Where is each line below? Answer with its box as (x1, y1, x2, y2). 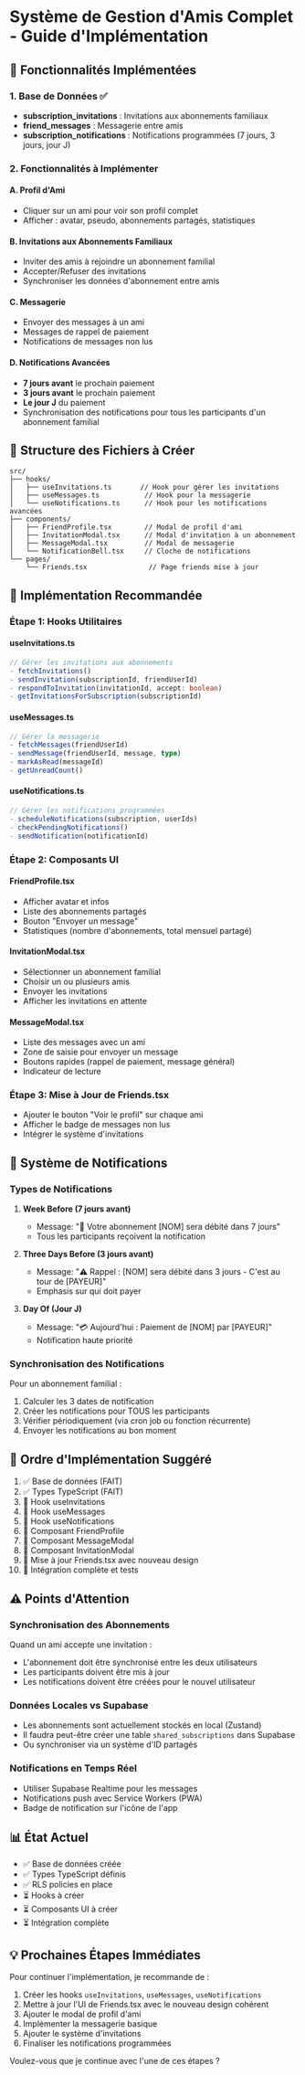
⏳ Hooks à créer (22, 1890, 85, 1901)
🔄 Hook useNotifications (22, 1516, 115, 1527)
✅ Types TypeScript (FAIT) (22, 1487, 123, 1498)
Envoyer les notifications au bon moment (22, 1425, 177, 1436)
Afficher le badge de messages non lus (22, 1119, 171, 1130)
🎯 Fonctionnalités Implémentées (9, 62, 197, 78)
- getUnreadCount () (9, 766, 84, 776)
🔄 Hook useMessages (22, 1506, 106, 1518)
